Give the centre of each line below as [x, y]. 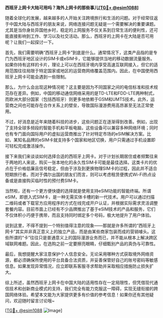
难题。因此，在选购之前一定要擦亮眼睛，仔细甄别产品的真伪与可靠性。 [88, 244]
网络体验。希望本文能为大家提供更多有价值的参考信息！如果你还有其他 [79, 295]
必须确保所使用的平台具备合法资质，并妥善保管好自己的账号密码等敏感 [88, 260]
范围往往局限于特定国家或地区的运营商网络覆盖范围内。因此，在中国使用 [81, 71]
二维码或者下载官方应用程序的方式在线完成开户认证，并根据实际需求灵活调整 [81, 203]
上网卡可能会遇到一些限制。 [41, 77]
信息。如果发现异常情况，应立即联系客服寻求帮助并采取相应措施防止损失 [77, 266]
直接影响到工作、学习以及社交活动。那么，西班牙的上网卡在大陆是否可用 [81, 36]
